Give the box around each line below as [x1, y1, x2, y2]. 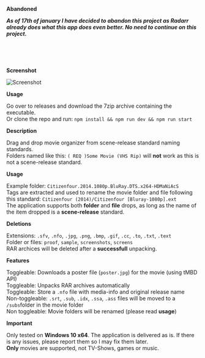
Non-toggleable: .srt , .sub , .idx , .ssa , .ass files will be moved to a [6, 295, 176, 302]
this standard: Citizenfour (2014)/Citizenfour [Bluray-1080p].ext [6, 195, 177, 203]
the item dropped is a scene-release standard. [6, 208, 124, 215]
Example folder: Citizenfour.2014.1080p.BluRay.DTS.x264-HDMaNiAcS [6, 182, 179, 189]
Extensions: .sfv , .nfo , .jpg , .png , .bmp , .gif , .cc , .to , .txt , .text [6, 232, 172, 239]
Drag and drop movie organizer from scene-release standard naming [6, 139, 181, 146]
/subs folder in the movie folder [6, 301, 84, 308]
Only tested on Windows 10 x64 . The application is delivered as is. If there [6, 332, 195, 338]
